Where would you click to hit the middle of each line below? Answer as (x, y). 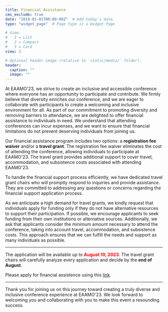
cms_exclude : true (24, 15)
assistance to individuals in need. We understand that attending (70, 121)
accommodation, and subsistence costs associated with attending (73, 162)
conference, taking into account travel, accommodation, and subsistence (80, 230)
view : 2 (13, 51)
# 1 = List (19, 38)
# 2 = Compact (22, 42)
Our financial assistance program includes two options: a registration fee (81, 141)
